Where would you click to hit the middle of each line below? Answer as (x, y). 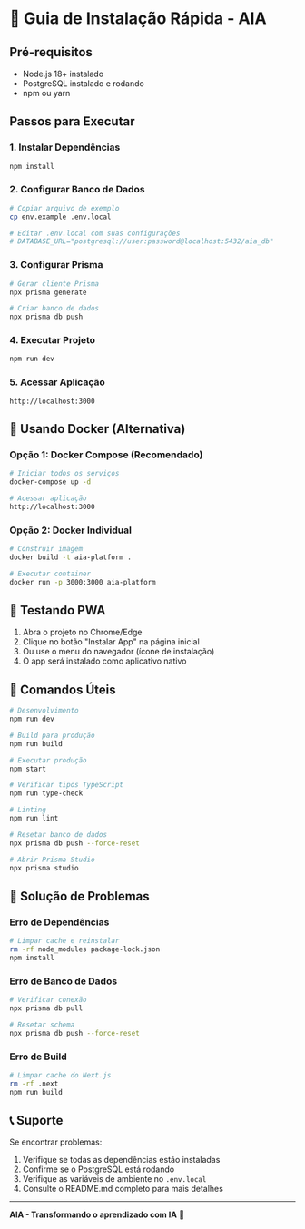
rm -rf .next (34, 1084)
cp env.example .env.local (60, 217)
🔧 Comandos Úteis (63, 689)
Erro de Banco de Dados (64, 981)
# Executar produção (49, 760)
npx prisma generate (49, 292)
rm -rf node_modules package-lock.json (85, 949)
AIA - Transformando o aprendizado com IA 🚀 (97, 1214)
